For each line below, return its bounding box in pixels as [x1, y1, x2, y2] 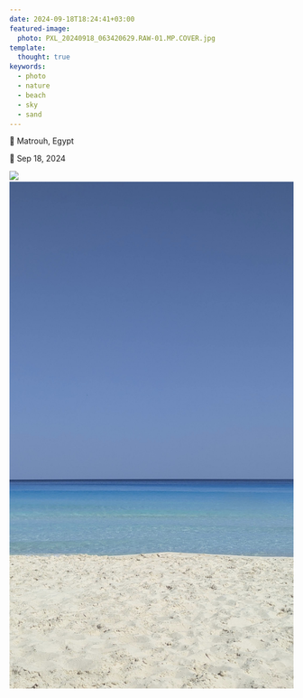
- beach [17, 90, 47, 99]
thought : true [17, 52, 70, 62]
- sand [17, 109, 42, 119]
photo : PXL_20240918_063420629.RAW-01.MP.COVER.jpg [17, 33, 216, 42]
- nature [17, 81, 50, 90]
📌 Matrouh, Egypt [9, 135, 75, 146]
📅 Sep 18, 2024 [9, 154, 66, 164]
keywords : [9, 62, 47, 71]
